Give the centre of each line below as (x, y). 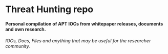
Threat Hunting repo (49, 9)
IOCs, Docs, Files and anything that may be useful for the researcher (78, 41)
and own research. (26, 29)
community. (18, 46)
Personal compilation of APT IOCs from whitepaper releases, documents (84, 23)
